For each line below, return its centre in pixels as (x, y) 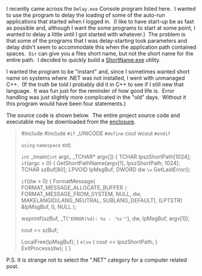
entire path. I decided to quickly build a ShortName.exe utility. (84, 60)
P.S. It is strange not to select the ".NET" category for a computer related (97, 260)
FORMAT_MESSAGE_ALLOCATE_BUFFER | (74, 187)
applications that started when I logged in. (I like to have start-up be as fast (100, 21)
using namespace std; (46, 145)
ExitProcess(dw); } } (46, 248)
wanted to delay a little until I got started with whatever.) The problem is (96, 34)
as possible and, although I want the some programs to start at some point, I (101, 28)
